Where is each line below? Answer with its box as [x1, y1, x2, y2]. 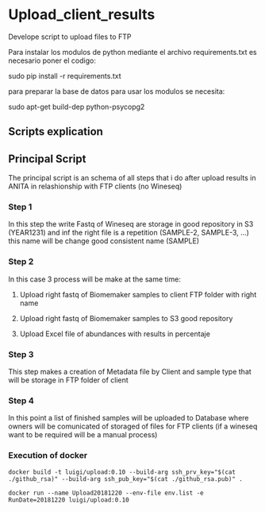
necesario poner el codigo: [8, 56, 97, 65]
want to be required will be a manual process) [8, 430, 158, 440]
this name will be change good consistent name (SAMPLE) [8, 236, 200, 246]
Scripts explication [8, 125, 103, 138]
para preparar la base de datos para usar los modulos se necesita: [8, 86, 225, 96]
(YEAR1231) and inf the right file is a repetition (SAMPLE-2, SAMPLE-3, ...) [8, 228, 250, 238]
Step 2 [8, 256, 34, 267]
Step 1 [8, 201, 33, 212]
